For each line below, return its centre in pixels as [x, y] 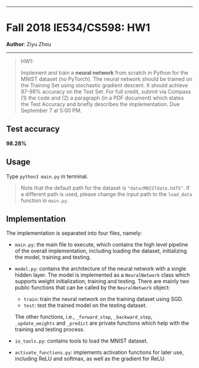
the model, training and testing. [53, 257]
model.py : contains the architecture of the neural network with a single [100, 269]
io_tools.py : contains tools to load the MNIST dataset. [81, 341]
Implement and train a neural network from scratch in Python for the [104, 72]
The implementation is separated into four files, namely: [74, 233]
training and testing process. [49, 329]
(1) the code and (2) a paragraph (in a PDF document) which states [102, 98]
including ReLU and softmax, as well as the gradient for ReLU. [90, 359]
